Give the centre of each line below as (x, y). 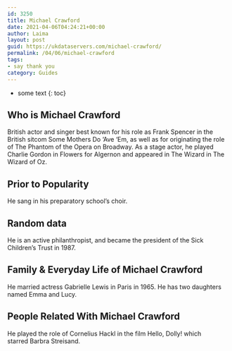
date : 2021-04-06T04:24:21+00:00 (56, 27)
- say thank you (31, 66)
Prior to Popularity (48, 184)
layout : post (26, 40)
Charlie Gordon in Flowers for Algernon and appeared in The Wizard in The (116, 154)
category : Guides (33, 73)
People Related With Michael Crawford (94, 317)
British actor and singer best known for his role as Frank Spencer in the (110, 132)
